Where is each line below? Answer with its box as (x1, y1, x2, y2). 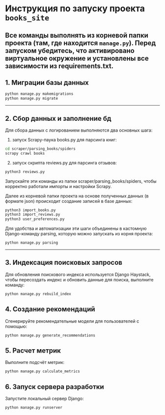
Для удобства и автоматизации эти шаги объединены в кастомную (5, 225, 147, 231)
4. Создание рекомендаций (5, 305, 95, 313)
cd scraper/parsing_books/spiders (5, 146, 76, 151)
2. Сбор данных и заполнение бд (5, 114, 111, 123)
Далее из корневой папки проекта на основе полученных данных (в (5, 193, 149, 199)
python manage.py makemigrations (5, 91, 74, 96)
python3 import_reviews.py (5, 212, 60, 217)
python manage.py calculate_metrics (5, 369, 80, 374)
